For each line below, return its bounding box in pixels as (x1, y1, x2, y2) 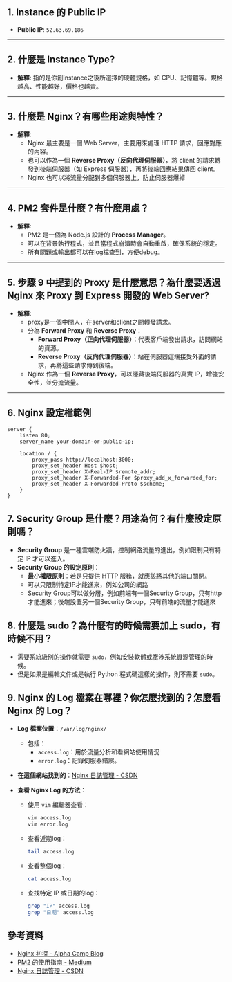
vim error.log (27, 821, 68, 828)
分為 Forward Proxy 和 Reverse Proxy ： (27, 327, 143, 335)
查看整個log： (27, 861, 67, 870)
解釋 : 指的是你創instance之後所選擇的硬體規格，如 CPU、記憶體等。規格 (17, 73, 223, 82)
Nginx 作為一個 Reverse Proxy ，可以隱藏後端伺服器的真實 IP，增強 (27, 370, 219, 379)
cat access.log (27, 875, 71, 882)
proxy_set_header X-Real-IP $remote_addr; (32, 468, 156, 475)
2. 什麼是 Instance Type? (7, 54, 115, 66)
